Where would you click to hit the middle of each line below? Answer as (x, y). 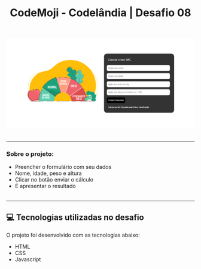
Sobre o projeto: (30, 154)
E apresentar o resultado (45, 186)
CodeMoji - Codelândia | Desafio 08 (100, 13)
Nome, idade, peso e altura (48, 173)
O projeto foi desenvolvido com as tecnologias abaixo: (73, 235)
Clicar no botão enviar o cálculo (54, 179)
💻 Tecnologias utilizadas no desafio (75, 218)
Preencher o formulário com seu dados (63, 167)
